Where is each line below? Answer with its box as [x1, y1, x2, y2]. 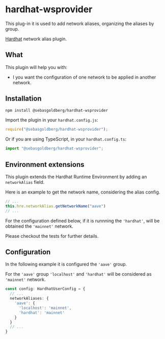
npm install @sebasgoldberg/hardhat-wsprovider [5, 108, 108, 113]
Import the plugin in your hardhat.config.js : [5, 117, 98, 123]
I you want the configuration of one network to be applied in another [12, 74, 156, 80]
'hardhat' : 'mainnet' [18, 310, 65, 315]
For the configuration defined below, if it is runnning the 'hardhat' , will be [5, 217, 160, 224]
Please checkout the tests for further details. [5, 233, 99, 239]
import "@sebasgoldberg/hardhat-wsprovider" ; [5, 146, 103, 151]
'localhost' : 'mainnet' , [18, 305, 72, 310]
